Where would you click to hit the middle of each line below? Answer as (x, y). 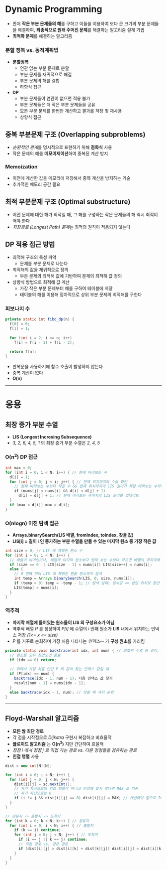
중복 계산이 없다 (28, 373)
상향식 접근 (30, 117)
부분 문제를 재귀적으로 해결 (46, 74)
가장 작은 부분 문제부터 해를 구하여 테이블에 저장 (66, 288)
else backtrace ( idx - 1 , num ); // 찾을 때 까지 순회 (62, 692)
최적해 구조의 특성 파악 (34, 257)
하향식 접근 (30, 87)
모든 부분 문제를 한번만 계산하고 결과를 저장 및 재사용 (71, 111)
